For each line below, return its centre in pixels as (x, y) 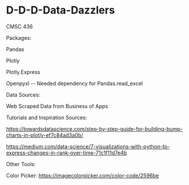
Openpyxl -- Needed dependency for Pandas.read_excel (75, 83)
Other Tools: (21, 164)
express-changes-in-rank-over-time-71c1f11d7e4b (67, 153)
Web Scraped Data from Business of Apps (57, 106)
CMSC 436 (20, 26)
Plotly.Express (23, 72)
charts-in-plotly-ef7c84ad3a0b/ (45, 135)
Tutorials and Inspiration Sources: (47, 117)
